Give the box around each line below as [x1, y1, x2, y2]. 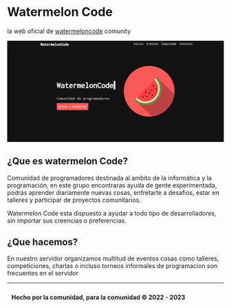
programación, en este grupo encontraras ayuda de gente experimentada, [7, 181, 217, 189]
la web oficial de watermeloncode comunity [7, 27, 131, 35]
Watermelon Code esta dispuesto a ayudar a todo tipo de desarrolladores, [7, 209, 217, 217]
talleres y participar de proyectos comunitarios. [7, 196, 142, 204]
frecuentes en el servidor [7, 269, 79, 278]
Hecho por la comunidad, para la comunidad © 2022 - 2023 [11, 294, 186, 302]
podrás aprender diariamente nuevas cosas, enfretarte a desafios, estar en [7, 188, 220, 196]
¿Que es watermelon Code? [7, 156, 129, 167]
